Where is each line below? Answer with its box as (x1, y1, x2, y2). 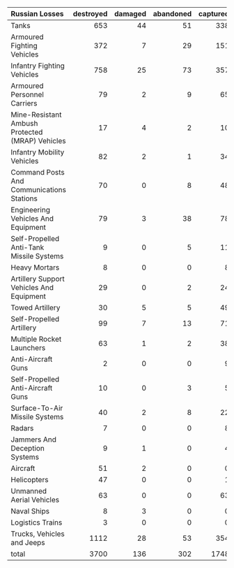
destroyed (72, 9, 108, 18)
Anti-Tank (10, 242, 45, 252)
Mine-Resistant (10, 110, 62, 119)
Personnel (10, 90, 44, 99)
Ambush (10, 119, 38, 128)
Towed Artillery (10, 303, 61, 312)
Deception (10, 444, 45, 453)
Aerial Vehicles (10, 495, 60, 504)
